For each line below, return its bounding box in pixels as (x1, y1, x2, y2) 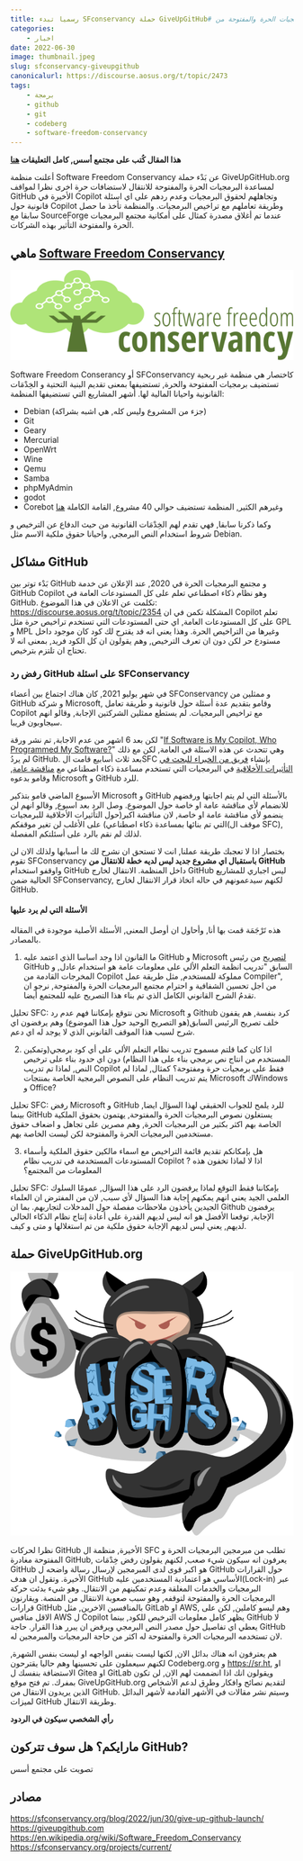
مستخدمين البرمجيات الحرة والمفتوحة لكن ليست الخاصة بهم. (10, 1128, 214, 1139)
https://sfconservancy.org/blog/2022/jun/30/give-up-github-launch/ (10, 1813, 264, 1824)
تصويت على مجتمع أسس (10, 1763, 94, 1774)
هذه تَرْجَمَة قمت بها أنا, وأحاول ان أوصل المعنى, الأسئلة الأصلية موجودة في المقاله (10, 924, 281, 935)
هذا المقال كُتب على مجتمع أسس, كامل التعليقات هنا (10, 154, 182, 166)
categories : (10, 23, 55, 33)
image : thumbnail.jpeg (10, 52, 95, 62)
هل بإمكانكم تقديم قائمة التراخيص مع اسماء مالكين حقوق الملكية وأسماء (22, 1145, 263, 1156)
